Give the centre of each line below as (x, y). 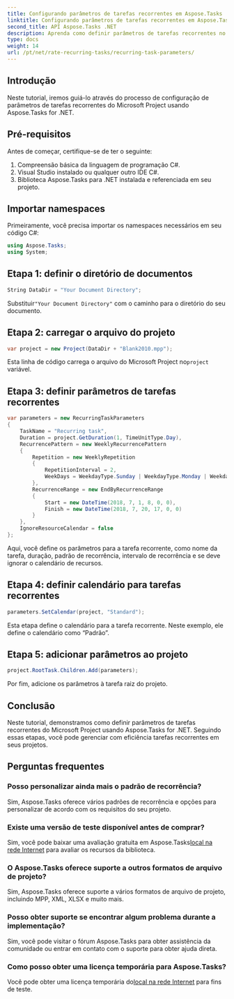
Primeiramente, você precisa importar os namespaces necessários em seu (114, 226)
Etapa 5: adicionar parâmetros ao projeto (98, 654)
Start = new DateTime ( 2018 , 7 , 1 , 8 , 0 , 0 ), (110, 503)
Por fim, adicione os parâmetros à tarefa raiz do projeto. (88, 684)
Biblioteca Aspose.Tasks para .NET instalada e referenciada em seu (114, 179)
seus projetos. (28, 745)
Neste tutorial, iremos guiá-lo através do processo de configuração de (108, 98)
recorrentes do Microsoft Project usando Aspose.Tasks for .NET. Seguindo (114, 730)
